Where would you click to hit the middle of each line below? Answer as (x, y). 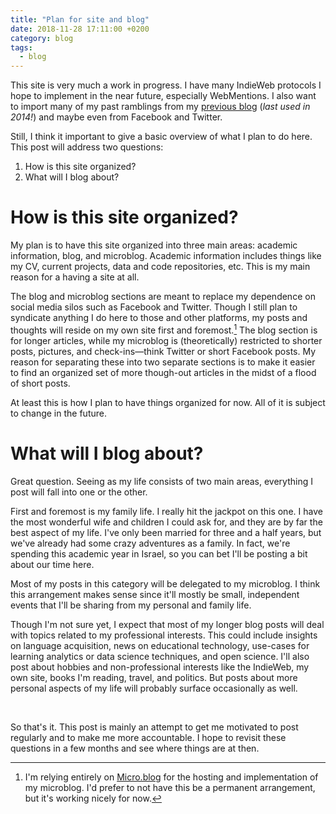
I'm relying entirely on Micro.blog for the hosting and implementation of (171, 777)
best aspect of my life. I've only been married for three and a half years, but (166, 532)
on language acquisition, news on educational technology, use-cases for (160, 645)
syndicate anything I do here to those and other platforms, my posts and (159, 318)
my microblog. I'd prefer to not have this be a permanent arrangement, (170, 787)
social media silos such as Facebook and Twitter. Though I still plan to (154, 307)
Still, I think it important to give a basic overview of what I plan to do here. (161, 137)
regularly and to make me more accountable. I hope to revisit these (148, 737)
